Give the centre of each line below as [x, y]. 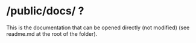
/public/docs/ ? [45, 11]
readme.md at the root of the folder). [52, 33]
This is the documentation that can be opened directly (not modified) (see [98, 27]
